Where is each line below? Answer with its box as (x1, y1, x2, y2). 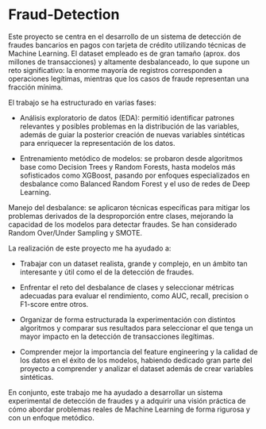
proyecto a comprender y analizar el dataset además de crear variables (19, 363, 254, 373)
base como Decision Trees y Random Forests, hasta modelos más (19, 162, 236, 171)
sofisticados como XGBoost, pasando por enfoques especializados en (19, 170, 250, 180)
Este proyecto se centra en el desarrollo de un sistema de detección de (8, 32, 241, 41)
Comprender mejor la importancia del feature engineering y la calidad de (19, 347, 258, 356)
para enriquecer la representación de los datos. (19, 138, 176, 147)
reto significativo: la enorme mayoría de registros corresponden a (8, 65, 222, 75)
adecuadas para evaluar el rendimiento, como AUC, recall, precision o (19, 291, 249, 301)
